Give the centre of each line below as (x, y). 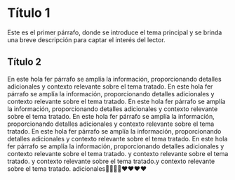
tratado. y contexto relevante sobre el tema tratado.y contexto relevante (111, 161)
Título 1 (29, 13)
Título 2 (25, 62)
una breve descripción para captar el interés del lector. (87, 39)
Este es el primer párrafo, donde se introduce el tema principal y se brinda (115, 32)
